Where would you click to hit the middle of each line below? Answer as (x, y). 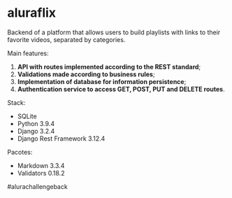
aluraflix (32, 13)
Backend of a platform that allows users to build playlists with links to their (114, 32)
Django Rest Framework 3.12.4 (61, 139)
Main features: (28, 53)
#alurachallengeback (37, 186)
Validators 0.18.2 (41, 173)
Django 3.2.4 (36, 131)
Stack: (16, 102)
